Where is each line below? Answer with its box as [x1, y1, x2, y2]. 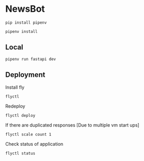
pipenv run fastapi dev [5, 56, 56, 62]
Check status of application [5, 140, 64, 147]
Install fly [5, 84, 25, 90]
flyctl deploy [5, 113, 36, 118]
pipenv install [5, 29, 38, 34]
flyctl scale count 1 [5, 132, 52, 137]
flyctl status [5, 151, 36, 156]
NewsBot [5, 3, 45, 15]
